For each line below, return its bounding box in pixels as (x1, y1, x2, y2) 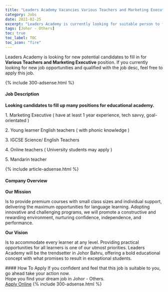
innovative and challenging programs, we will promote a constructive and (5, 209, 156, 215)
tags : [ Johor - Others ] (5, 26, 55, 31)
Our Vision (5, 230, 28, 236)
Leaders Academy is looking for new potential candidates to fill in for (5, 54, 147, 60)
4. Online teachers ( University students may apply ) (5, 146, 112, 152)
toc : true (5, 31, 26, 36)
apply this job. (5, 70, 34, 76)
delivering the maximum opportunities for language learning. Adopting (5, 204, 150, 210)
